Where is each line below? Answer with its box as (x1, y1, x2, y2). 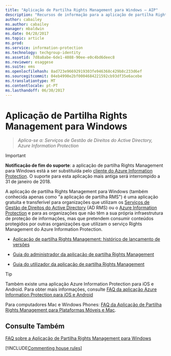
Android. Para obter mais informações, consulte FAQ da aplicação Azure (5, 286, 157, 292)
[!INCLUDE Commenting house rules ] (5, 345, 82, 351)
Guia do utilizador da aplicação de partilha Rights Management (12, 261, 145, 268)
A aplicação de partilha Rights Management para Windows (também (5, 189, 149, 195)
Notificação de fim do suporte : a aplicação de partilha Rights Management (5, 162, 163, 168)
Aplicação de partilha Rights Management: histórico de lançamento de (12, 236, 160, 242)
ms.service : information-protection (5, 45, 83, 50)
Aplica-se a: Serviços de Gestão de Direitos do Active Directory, (17, 137, 153, 143)
